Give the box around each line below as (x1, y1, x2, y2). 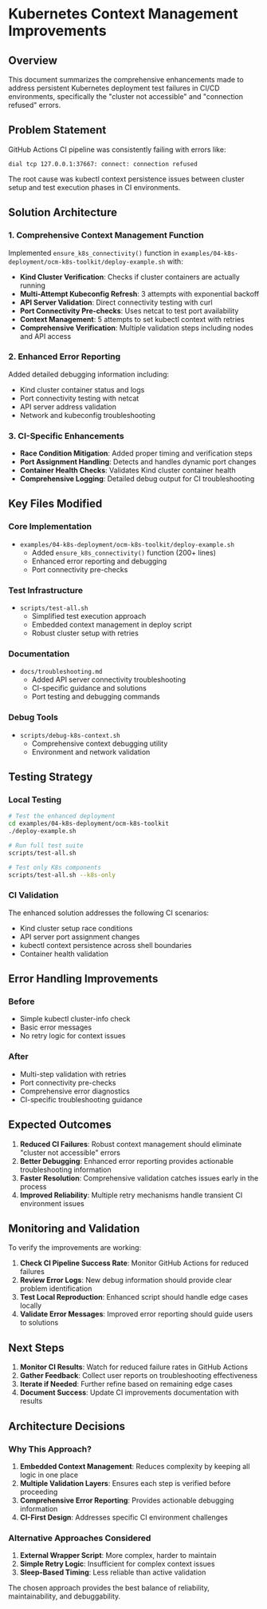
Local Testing (8, 794, 62, 805)
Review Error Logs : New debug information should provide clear (19, 1276, 233, 1285)
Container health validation (19, 949, 109, 958)
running (19, 281, 46, 290)
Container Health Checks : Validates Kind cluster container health (19, 465, 237, 476)
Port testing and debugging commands (31, 692, 161, 702)
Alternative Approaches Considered (8, 1532, 151, 1543)
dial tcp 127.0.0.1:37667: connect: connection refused (8, 160, 198, 168)
